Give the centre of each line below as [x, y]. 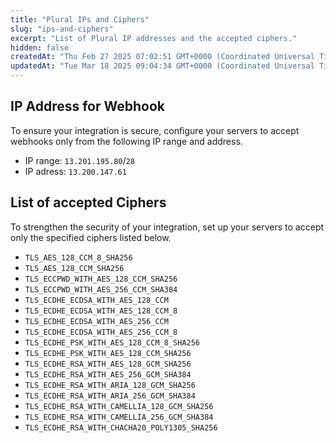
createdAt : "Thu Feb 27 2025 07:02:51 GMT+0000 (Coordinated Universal [162, 57]
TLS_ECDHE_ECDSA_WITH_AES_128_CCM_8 [101, 311]
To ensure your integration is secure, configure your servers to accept [155, 130]
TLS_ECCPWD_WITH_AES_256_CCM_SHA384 [101, 289]
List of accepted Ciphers [88, 202]
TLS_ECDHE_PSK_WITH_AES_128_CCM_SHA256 [108, 353]
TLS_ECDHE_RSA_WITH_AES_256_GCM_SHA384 [108, 374]
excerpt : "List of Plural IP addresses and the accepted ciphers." [154, 38]
